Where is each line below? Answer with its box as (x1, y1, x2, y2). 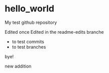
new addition (5, 63, 32, 69)
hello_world (5, 3, 55, 14)
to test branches (12, 44, 46, 50)
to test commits (12, 38, 45, 45)
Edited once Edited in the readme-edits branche (5, 29, 104, 35)
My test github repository (5, 19, 57, 25)
